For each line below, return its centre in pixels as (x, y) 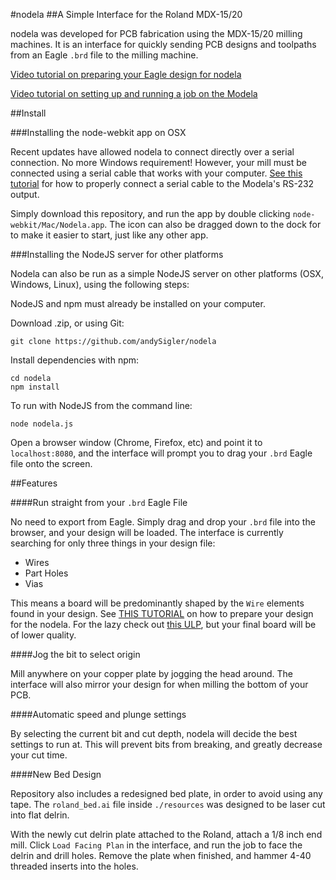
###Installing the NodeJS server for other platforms (117, 254)
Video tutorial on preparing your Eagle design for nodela (126, 74)
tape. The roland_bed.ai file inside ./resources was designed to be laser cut (168, 804)
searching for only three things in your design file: (113, 543)
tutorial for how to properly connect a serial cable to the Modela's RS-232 (162, 183)
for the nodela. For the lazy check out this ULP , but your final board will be (163, 624)
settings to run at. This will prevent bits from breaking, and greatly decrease (166, 744)
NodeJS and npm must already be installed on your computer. (138, 303)
